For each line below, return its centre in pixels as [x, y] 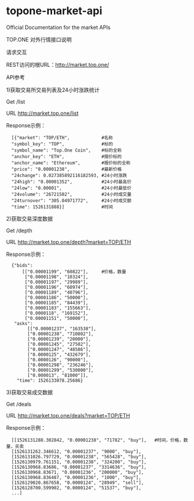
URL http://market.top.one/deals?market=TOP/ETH [68, 415]
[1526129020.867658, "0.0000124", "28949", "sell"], [78, 483]
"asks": [23, 323]
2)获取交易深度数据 [30, 219]
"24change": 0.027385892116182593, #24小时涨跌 [69, 175]
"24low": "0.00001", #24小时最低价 [72, 188]
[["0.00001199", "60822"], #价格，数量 [74, 272]
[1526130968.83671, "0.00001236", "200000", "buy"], [78, 472]
